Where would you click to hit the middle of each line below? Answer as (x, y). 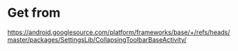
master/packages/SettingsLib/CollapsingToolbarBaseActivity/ (97, 39)
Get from (34, 13)
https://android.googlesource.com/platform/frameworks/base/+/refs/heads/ (119, 32)
